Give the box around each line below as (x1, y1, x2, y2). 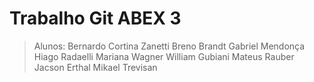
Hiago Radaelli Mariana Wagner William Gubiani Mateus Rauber (33, 50, 295, 62)
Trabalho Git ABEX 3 (9, 7, 182, 30)
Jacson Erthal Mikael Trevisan (33, 61, 158, 73)
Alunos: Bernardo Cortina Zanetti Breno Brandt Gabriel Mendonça (33, 40, 306, 52)
